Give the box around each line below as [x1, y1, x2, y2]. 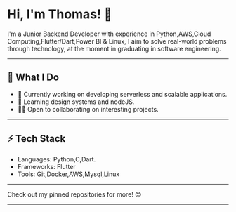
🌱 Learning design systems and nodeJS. [17, 98, 135, 106]
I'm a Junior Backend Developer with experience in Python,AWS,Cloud [7, 29, 211, 38]
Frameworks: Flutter [17, 162, 76, 171]
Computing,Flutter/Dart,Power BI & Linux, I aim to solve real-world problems [7, 37, 227, 45]
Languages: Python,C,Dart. [17, 154, 96, 164]
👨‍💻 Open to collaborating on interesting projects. [17, 105, 159, 113]
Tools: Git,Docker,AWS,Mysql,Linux [17, 170, 120, 178]
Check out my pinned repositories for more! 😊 [7, 190, 142, 199]
